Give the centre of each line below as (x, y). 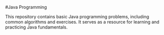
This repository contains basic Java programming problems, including (77, 17)
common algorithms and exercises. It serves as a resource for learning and (82, 22)
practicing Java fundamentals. (36, 27)
